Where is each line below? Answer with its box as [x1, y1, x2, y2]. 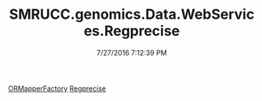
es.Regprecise [83, 22, 180, 40]
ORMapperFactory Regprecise [8, 84, 107, 93]
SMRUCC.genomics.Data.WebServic [9, 5, 255, 23]
